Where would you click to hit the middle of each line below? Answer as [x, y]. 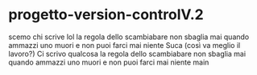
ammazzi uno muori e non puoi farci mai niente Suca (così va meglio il [124, 45]
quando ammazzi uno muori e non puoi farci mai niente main [109, 62]
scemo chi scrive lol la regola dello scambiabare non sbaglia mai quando [129, 37]
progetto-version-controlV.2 [106, 15]
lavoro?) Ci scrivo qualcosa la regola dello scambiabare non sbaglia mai [127, 53]
